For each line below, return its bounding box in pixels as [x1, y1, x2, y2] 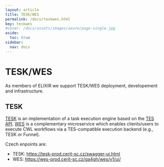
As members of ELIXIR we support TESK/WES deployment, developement [5, 82, 158, 88]
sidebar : [5, 40, 24, 45]
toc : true [10, 35, 30, 40]
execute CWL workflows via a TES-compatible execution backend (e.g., [5, 126, 154, 132]
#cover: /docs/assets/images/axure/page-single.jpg [5, 26, 115, 31]
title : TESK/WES [5, 12, 39, 17]
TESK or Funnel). [5, 131, 40, 137]
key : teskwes [5, 21, 33, 26]
